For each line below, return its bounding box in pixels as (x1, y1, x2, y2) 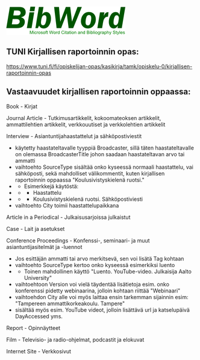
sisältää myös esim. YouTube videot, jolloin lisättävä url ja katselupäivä (14, 306, 190, 314)
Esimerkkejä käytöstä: (23, 182, 79, 190)
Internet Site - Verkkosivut (6, 347, 71, 355)
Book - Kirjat (6, 103, 38, 110)
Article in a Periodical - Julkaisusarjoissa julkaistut (6, 213, 131, 221)
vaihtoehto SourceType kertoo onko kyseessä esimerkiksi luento (14, 261, 175, 268)
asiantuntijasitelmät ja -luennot (6, 243, 83, 250)
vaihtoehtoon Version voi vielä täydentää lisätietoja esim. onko (14, 280, 170, 288)
